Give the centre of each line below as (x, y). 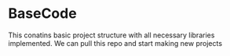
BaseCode (42, 14)
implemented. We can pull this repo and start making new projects (115, 43)
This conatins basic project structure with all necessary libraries (111, 35)
